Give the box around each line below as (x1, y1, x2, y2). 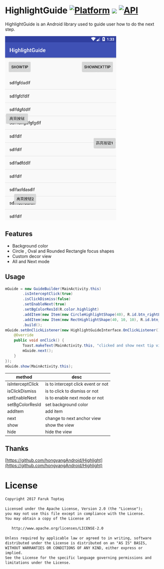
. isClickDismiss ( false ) (22, 297, 71, 301)
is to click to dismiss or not (45, 388, 99, 394)
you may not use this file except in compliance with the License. (5, 511, 145, 517)
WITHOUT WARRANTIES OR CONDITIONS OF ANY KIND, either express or (5, 545, 143, 551)
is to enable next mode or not (45, 395, 104, 400)
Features (5, 230, 33, 238)
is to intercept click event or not (45, 381, 109, 387)
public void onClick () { (14, 338, 64, 343)
